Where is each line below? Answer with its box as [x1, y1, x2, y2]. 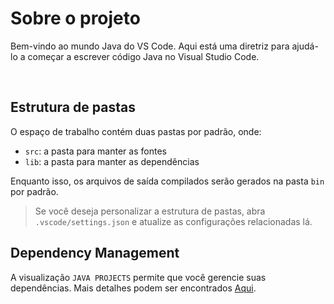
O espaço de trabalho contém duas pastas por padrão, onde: [10, 125, 262, 137]
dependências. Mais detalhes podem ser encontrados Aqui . [10, 282, 257, 294]
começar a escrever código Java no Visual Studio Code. [27, 50, 260, 62]
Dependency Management [10, 245, 180, 262]
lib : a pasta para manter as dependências [24, 155, 200, 167]
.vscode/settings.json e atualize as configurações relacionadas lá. [34, 215, 313, 227]
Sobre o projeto [10, 7, 141, 30]
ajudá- [291, 40, 319, 52]
